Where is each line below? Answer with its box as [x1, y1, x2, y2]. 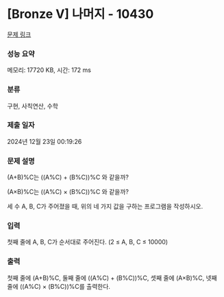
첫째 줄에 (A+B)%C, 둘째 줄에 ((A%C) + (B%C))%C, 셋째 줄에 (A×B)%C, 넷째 [7, 274, 217, 282]
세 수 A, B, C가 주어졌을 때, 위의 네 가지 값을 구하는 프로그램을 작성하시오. [7, 202, 203, 211]
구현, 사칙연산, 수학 [7, 102, 58, 110]
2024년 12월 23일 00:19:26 [7, 137, 82, 145]
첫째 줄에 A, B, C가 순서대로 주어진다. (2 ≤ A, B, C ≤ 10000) [7, 238, 169, 246]
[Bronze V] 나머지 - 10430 [7, 6, 154, 22]
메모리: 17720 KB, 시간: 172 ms [7, 66, 91, 74]
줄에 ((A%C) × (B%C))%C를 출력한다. [7, 282, 111, 290]
